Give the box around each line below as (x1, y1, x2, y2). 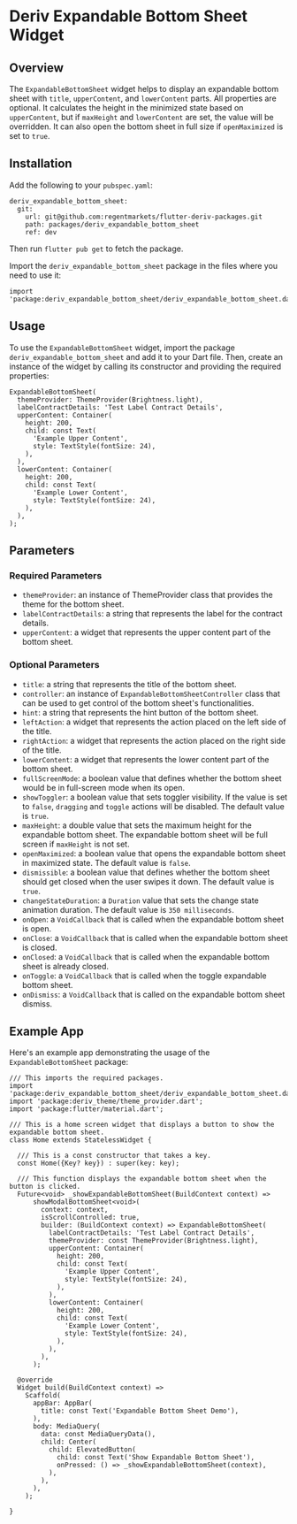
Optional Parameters (9, 659, 100, 671)
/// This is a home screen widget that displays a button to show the (9, 1121, 275, 1130)
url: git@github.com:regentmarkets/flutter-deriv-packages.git (25, 212, 263, 221)
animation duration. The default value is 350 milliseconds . (21, 904, 234, 915)
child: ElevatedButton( (48, 1445, 137, 1454)
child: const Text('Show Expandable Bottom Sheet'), (56, 1453, 255, 1462)
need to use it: (9, 270, 62, 280)
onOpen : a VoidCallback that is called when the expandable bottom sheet (21, 914, 285, 924)
